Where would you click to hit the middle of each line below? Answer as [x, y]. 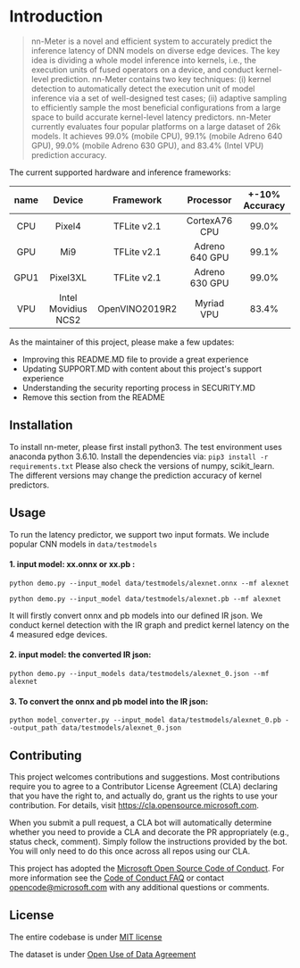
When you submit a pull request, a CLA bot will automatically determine [141, 822]
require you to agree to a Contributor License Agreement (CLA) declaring [144, 786]
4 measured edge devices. [58, 634]
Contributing [46, 755]
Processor [209, 200]
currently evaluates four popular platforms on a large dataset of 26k [156, 126]
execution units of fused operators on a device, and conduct [142, 70]
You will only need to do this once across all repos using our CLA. [130, 851]
